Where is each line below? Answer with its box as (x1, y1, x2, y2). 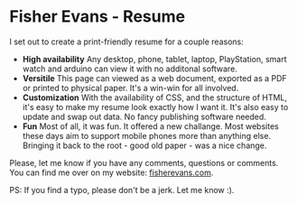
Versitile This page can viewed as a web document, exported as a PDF (22, 72, 287, 83)
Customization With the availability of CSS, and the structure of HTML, (22, 92, 287, 103)
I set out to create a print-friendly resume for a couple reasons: (9, 36, 244, 47)
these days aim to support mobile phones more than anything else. (22, 130, 272, 141)
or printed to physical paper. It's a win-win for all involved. (22, 82, 239, 93)
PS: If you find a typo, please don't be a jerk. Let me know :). (9, 184, 235, 195)
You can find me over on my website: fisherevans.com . (9, 167, 214, 178)
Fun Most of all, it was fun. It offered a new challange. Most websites (22, 120, 280, 132)
